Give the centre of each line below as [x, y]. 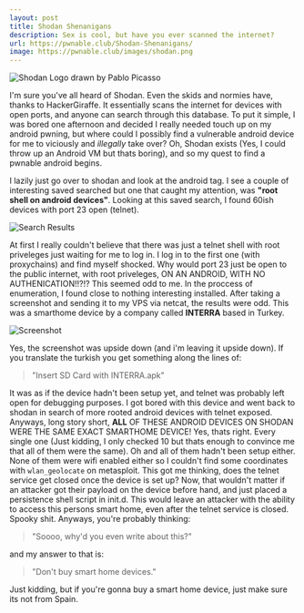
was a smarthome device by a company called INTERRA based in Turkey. [147, 313]
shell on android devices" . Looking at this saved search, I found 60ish [142, 200]
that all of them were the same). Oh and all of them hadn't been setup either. [152, 451]
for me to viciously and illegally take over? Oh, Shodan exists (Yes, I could [148, 144]
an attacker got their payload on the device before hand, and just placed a [148, 490]
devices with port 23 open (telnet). [74, 209]
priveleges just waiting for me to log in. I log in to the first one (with [135, 255]
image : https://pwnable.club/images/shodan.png [101, 52]
